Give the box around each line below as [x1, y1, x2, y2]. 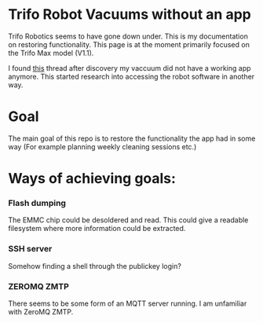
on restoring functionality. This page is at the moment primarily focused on [8, 39, 250, 49]
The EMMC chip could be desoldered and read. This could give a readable [8, 215, 249, 225]
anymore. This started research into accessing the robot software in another [8, 72, 255, 81]
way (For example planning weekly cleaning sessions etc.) [8, 141, 197, 151]
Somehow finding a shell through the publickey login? [8, 261, 182, 270]
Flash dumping [8, 197, 67, 208]
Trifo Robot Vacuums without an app [8, 6, 251, 24]
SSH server [8, 244, 53, 255]
